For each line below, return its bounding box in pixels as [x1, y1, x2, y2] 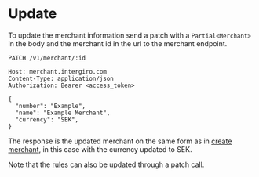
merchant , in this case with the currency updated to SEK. [8, 144, 192, 154]
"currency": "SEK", [15, 115, 79, 124]
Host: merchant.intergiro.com [8, 67, 108, 75]
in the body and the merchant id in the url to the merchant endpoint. [8, 38, 228, 48]
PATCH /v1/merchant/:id [8, 54, 86, 62]
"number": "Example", [15, 102, 86, 110]
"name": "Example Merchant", [15, 109, 111, 117]
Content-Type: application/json [8, 74, 114, 82]
